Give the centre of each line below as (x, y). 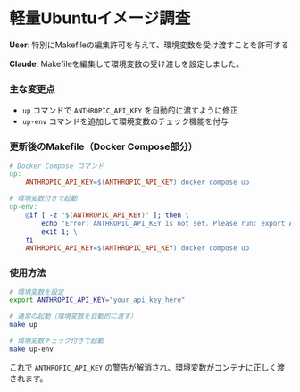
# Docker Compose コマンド (57, 166)
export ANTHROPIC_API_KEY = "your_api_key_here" (97, 300)
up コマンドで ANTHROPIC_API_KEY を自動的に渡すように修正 (130, 110)
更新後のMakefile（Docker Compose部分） (104, 146)
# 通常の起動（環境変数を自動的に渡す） (73, 317)
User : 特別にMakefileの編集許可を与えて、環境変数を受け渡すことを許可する (149, 45)
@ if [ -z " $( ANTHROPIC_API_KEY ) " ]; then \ (108, 215)
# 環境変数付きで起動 (43, 199)
